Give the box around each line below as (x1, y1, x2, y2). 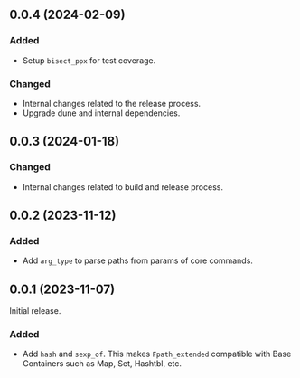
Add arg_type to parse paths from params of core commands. (22, 255, 253, 266)
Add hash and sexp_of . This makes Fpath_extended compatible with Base (22, 348, 292, 360)
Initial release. (9, 306, 61, 317)
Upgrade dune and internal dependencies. (22, 108, 181, 118)
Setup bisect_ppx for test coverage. (22, 54, 156, 66)
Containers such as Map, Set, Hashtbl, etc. (22, 358, 183, 369)
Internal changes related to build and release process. (22, 181, 224, 193)
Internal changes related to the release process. (22, 98, 202, 109)
